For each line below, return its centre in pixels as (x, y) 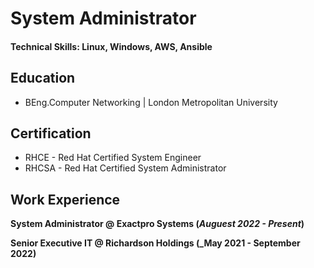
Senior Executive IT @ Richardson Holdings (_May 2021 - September (155, 243)
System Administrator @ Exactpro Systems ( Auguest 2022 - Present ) (157, 224)
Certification (51, 133)
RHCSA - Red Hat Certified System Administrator (125, 168)
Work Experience (65, 199)
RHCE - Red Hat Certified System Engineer (113, 158)
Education (43, 78)
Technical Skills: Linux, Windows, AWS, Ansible (111, 46)
